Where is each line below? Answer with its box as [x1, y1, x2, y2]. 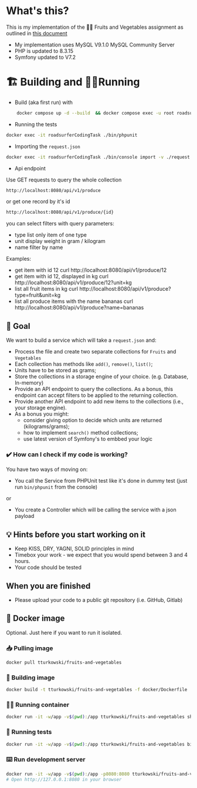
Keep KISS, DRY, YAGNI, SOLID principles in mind [14, 545, 134, 553]
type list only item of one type [14, 231, 87, 238]
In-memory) [14, 379, 44, 386]
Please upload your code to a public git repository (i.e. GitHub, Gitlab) [14, 596, 183, 603]
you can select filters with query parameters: [6, 220, 114, 227]
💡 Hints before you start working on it [6, 530, 145, 540]
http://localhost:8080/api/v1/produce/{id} [6, 210, 114, 215]
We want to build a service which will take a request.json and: [6, 336, 157, 344]
